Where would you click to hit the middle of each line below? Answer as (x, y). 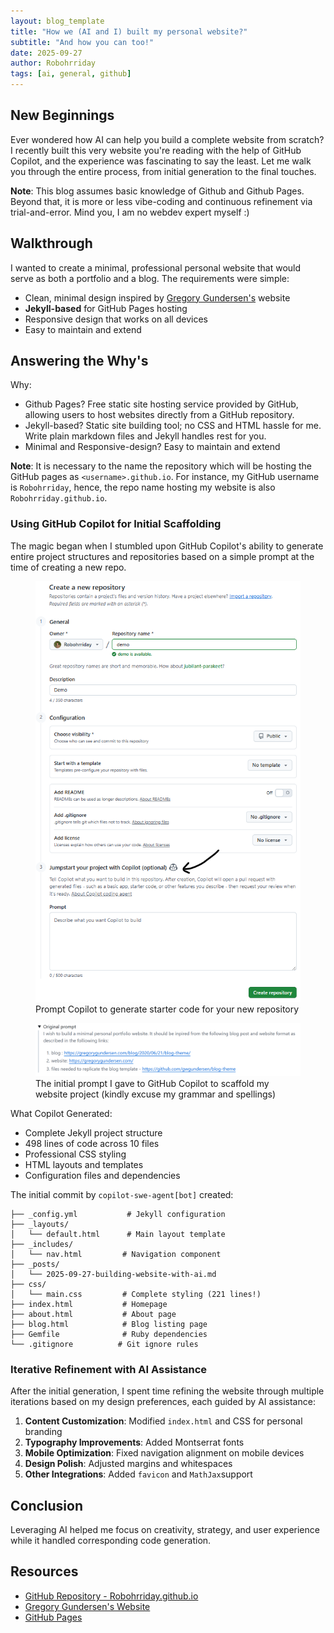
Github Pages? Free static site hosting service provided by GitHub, (161, 404)
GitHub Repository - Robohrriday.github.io (111, 1596)
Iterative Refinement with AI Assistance (109, 1369)
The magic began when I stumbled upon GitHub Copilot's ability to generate (167, 546)
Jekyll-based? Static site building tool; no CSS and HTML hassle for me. (173, 426)
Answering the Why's (79, 361)
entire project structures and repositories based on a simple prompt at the (162, 556)
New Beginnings (62, 115)
